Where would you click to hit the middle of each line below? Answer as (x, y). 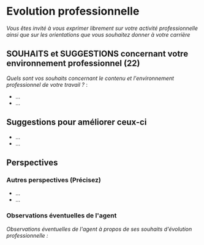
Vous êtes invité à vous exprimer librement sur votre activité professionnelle (102, 28)
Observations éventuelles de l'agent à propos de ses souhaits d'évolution (99, 229)
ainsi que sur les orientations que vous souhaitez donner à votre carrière (98, 34)
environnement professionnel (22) (73, 63)
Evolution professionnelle (73, 11)
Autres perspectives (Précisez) (54, 180)
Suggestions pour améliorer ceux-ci (77, 122)
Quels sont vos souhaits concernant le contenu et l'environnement (90, 78)
